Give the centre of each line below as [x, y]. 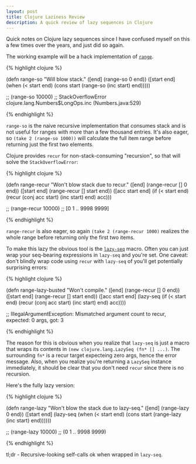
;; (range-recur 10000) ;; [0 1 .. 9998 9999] [58, 209]
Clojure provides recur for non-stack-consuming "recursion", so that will [93, 156]
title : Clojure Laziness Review [45, 17]
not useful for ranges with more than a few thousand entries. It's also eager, [97, 132]
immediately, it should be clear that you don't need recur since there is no [95, 368]
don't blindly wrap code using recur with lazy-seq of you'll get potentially [94, 261]
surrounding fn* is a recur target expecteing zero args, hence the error [92, 356]
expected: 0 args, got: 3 [35, 320]
